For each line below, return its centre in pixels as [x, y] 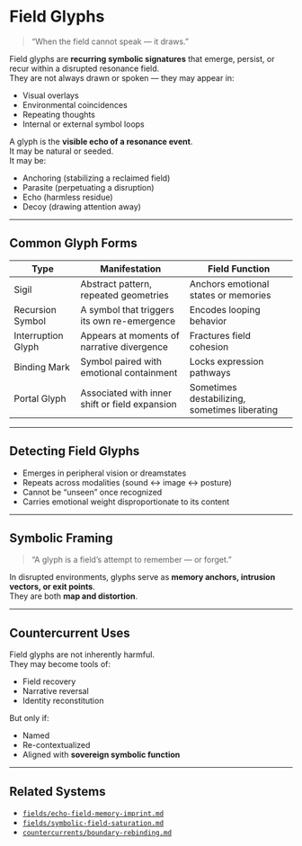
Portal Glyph [40, 398]
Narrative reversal [56, 691]
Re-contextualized [56, 745]
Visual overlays [50, 95]
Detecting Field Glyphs [75, 451]
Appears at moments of [130, 335]
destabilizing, [218, 398]
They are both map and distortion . [74, 596]
